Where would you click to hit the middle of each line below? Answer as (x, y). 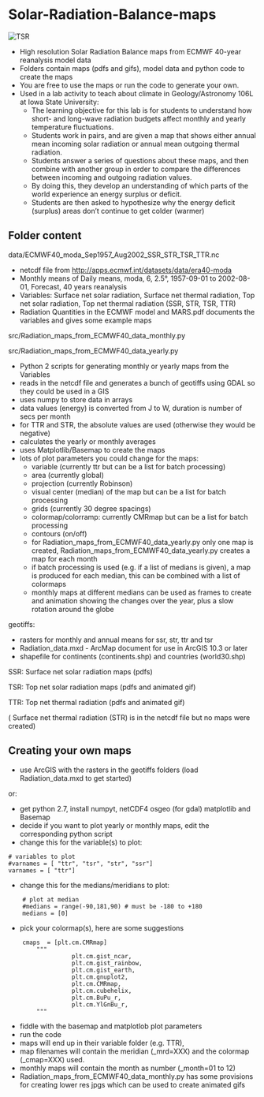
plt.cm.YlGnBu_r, (100, 1004)
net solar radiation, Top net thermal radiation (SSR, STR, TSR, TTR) (128, 303)
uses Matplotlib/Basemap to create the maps (92, 450)
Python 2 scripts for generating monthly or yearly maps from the (124, 366)
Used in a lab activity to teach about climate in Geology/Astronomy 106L (136, 93)
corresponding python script (66, 834)
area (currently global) (68, 475)
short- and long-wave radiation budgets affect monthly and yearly (139, 118)
